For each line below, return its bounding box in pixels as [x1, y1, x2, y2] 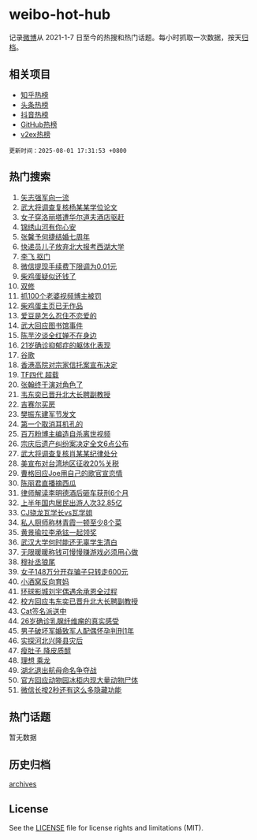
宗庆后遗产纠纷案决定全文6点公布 [20, 439, 129, 448]
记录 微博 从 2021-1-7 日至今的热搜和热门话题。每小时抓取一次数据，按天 [9, 32, 242, 42]
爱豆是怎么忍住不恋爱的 [20, 310, 97, 320]
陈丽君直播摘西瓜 [20, 478, 76, 488]
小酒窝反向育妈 [20, 577, 69, 586]
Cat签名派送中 [20, 606, 67, 615]
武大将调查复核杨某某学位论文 [20, 203, 117, 212]
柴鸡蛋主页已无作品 [20, 301, 84, 310]
